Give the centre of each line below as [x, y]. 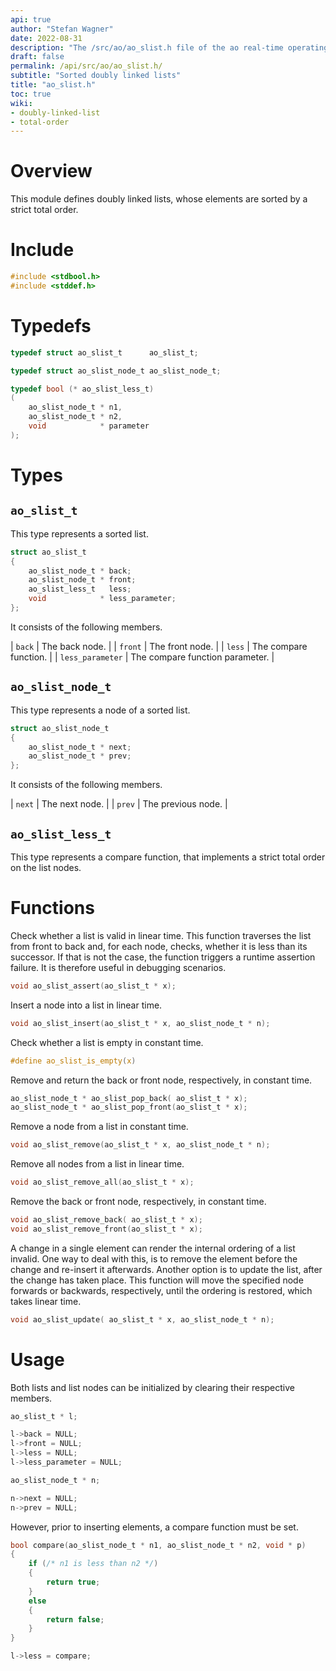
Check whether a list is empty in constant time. [107, 1042]
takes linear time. [46, 1301]
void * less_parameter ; [102, 599]
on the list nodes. [46, 867]
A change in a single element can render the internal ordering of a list [153, 1248]
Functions [52, 908]
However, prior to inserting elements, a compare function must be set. [154, 1527]
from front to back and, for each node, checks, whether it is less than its [159, 946]
